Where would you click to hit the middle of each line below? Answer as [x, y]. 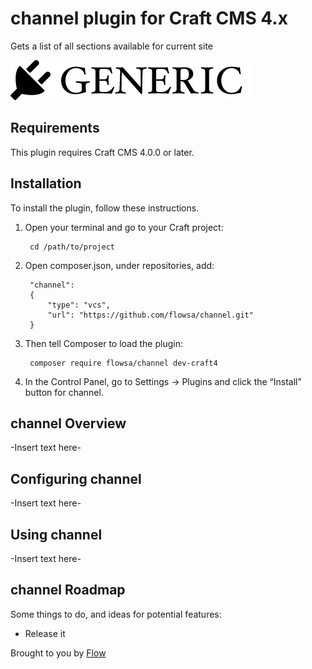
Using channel [56, 534]
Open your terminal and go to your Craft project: [124, 227]
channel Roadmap [68, 590]
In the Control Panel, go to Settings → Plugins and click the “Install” [163, 381]
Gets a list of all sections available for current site [112, 46]
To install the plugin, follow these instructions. [105, 208]
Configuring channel [76, 478]
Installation [46, 183]
